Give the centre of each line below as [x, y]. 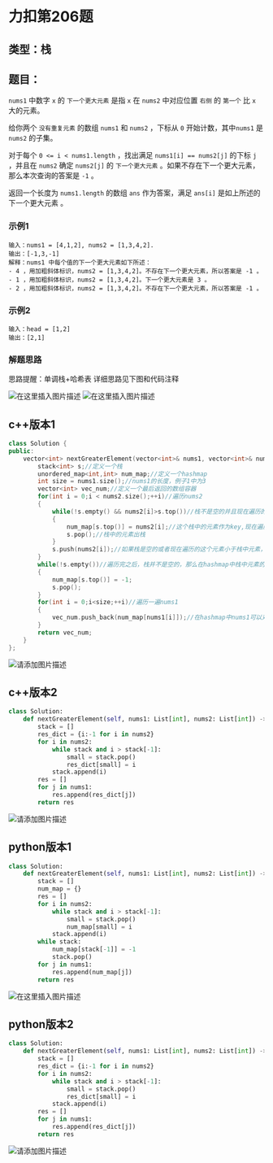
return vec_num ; [65, 632]
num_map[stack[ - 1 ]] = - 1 [94, 950]
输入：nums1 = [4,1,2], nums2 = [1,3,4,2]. [81, 245]
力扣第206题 [51, 17]
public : [22, 451]
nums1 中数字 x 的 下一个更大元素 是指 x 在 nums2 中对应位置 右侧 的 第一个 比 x [132, 100]
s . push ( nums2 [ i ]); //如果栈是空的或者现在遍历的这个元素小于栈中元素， [159, 550]
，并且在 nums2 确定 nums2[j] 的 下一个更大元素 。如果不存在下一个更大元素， [134, 166]
